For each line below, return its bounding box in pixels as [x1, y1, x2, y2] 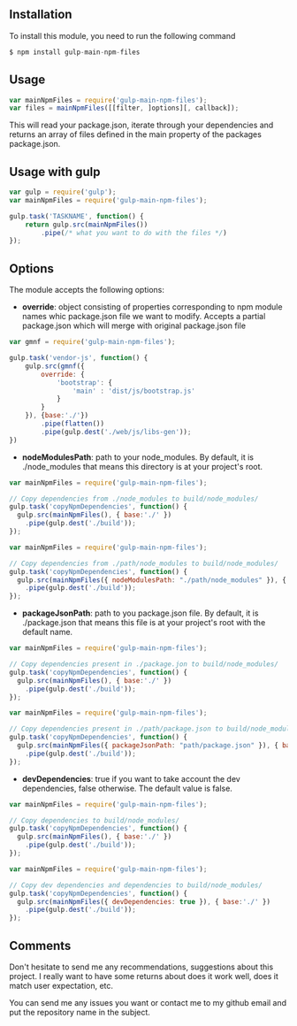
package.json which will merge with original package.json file [21, 320, 246, 331]
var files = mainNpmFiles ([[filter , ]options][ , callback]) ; [9, 103, 240, 113]
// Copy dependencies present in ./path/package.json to [9, 724, 224, 733]
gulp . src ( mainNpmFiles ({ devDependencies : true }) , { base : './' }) [17, 897, 271, 906]
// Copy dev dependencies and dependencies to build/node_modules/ [9, 880, 263, 890]
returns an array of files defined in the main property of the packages [9, 129, 263, 140]
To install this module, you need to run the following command [9, 30, 236, 41]
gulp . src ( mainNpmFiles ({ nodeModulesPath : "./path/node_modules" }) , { [17, 575, 287, 585]
